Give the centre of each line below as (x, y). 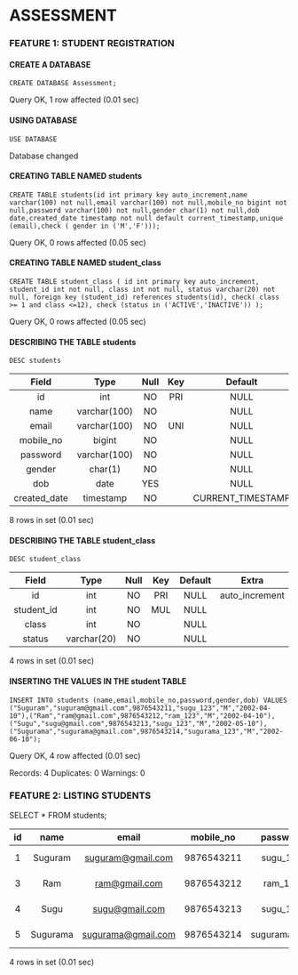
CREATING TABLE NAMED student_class (85, 262)
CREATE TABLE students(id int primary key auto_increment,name (129, 195)
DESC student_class (45, 560)
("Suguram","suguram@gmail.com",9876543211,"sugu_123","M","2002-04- (141, 708)
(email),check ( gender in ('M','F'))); (85, 226)
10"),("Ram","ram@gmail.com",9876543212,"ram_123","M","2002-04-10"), (142, 716)
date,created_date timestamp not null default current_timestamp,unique (146, 218)
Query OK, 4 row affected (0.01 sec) (75, 755)
